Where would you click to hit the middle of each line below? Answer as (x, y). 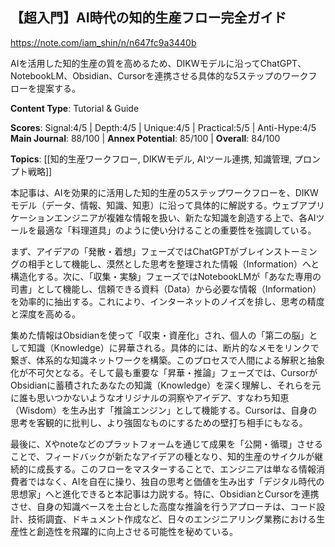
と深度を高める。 (45, 314)
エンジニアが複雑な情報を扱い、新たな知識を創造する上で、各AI (185, 217)
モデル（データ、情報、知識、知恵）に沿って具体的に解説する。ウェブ (154, 205)
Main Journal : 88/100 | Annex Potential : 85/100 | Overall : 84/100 (145, 138)
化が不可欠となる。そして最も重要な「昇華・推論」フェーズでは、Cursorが (164, 372)
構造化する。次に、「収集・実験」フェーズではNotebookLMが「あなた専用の (166, 276)
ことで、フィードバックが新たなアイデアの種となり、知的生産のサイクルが (162, 456)
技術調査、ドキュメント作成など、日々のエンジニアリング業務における (172, 519)
